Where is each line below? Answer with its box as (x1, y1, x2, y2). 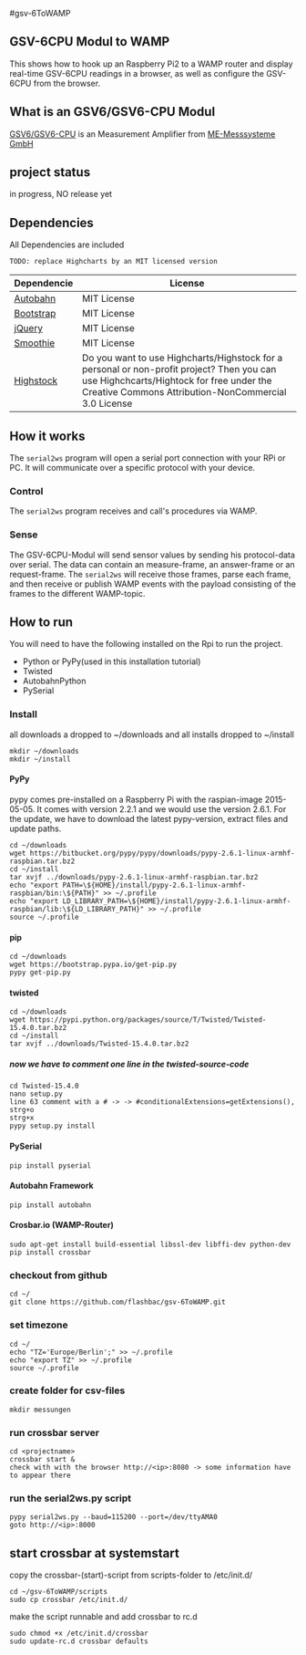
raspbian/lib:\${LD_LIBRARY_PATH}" (9, 904, 145, 913)
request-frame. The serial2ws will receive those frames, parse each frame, (9, 568, 291, 579)
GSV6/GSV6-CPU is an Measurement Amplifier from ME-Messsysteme (9, 128, 276, 140)
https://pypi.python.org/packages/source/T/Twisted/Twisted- (29, 1015, 267, 1025)
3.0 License (81, 397, 133, 410)
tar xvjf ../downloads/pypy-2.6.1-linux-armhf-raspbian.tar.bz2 (9, 872, 259, 881)
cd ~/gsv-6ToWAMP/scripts (9, 1587, 107, 1597)
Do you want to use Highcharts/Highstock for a (81, 351, 283, 364)
